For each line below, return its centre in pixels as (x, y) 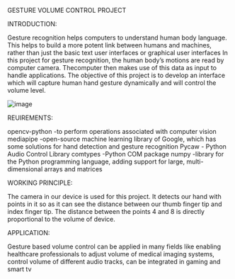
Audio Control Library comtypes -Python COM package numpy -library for (116, 154)
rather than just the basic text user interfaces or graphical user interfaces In (117, 53)
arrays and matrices (73, 169)
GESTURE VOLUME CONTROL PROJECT (67, 10)
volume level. (27, 90)
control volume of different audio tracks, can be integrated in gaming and (114, 262)
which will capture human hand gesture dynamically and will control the (112, 83)
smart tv (19, 269)
